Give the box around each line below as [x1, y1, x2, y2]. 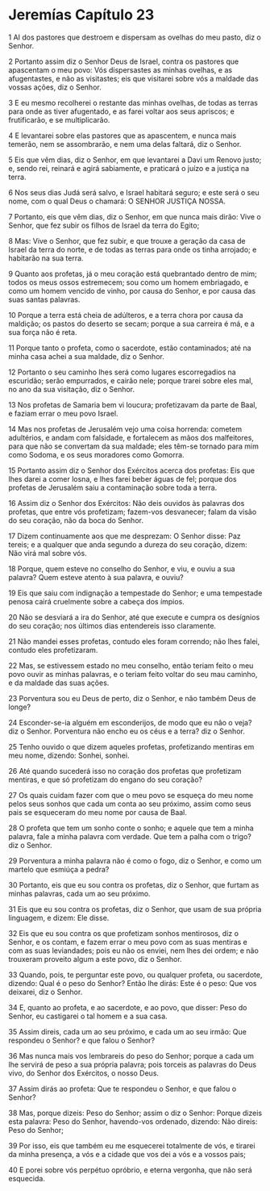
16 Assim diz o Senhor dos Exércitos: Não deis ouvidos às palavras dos [8, 498, 245, 508]
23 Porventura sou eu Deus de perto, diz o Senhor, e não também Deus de [8, 693, 256, 703]
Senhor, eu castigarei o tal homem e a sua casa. [8, 1011, 168, 1021]
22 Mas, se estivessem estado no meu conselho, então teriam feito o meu [8, 660, 254, 671]
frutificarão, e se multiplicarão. [8, 115, 110, 124]
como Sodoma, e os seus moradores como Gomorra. [8, 449, 185, 459]
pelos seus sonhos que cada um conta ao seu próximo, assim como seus [8, 799, 251, 809]
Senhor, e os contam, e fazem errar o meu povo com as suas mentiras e [8, 937, 248, 947]
